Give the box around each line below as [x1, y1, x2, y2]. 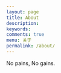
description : [6, 20, 39, 26]
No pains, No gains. [6, 59, 56, 67]
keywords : [6, 26, 31, 32]
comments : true [6, 32, 45, 38]
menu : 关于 [6, 37, 32, 43]
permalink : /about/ [6, 43, 56, 49]
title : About [6, 15, 39, 21]
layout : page [6, 9, 39, 15]
